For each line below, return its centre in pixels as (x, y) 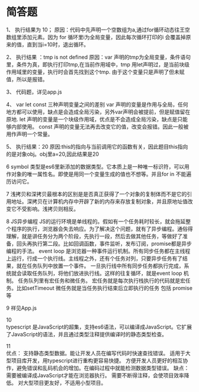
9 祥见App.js (22, 308)
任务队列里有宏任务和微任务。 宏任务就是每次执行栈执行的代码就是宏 (101, 280)
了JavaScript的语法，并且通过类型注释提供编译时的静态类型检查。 (87, 334)
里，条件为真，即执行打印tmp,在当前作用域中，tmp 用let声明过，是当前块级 (98, 64)
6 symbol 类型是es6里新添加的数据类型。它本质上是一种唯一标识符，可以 (95, 166)
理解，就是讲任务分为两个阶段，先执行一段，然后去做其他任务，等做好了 (94, 236)
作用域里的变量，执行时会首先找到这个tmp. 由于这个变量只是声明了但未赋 (95, 72)
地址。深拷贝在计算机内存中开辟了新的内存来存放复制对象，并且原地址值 (99, 201)
